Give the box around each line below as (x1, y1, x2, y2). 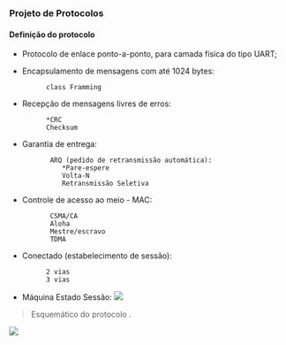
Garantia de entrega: (21, 139, 97, 149)
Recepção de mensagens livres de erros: (21, 98, 172, 109)
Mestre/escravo (49, 227, 106, 236)
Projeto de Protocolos (9, 7, 104, 19)
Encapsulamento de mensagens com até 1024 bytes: (21, 65, 214, 77)
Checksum (45, 123, 79, 133)
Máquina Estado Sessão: (21, 292, 113, 303)
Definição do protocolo (9, 29, 95, 40)
